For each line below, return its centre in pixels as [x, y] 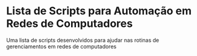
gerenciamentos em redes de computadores [61, 46]
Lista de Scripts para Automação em [99, 11]
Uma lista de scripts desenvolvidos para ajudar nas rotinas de [83, 40]
